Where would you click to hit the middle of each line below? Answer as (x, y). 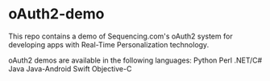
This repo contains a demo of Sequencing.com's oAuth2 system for (120, 36)
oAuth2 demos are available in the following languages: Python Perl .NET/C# (135, 60)
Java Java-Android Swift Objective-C (70, 68)
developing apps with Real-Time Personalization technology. (109, 44)
